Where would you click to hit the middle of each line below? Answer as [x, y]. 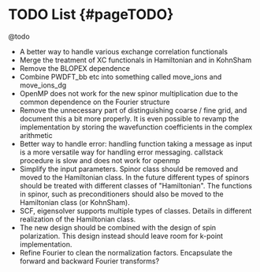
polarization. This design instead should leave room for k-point [121, 236]
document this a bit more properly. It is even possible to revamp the [129, 118]
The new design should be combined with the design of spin [118, 227]
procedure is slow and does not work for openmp [100, 160]
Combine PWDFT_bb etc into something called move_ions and [121, 76]
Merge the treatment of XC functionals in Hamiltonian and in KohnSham [136, 60]
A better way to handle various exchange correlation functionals [124, 51]
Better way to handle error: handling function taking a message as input [136, 143]
